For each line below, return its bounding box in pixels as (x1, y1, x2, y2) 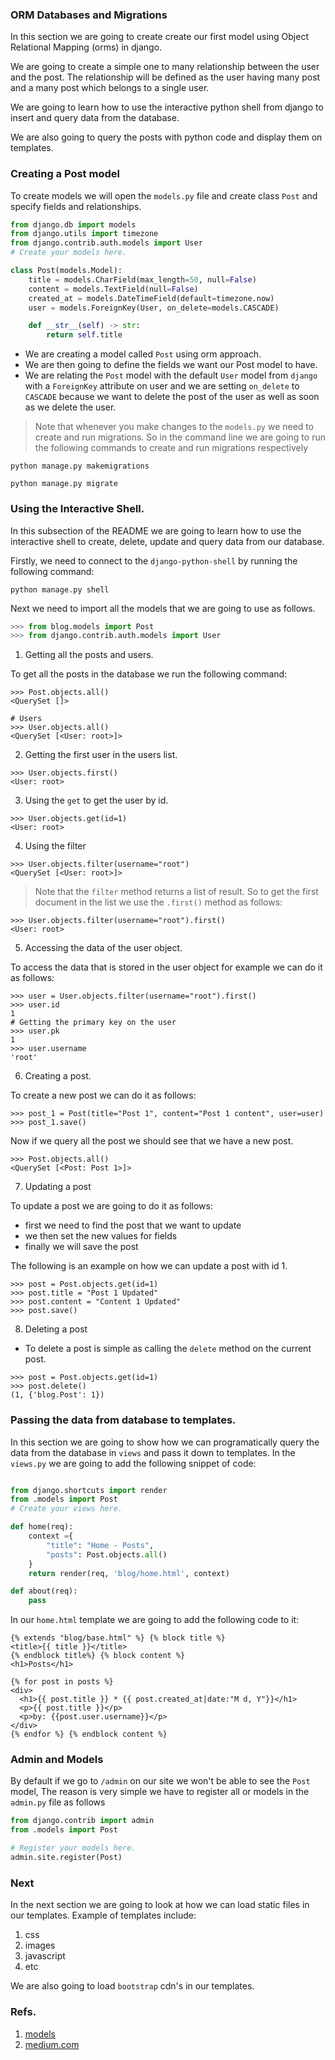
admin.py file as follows (10, 1796, 106, 1808)
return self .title (46, 330, 123, 340)
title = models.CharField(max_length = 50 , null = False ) (28, 274, 257, 285)
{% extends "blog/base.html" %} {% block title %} (10, 1633, 226, 1643)
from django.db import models (10, 219, 137, 230)
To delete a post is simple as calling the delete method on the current (24, 1343, 312, 1355)
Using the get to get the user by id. (24, 794, 169, 807)
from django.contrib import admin (10, 1816, 155, 1826)
